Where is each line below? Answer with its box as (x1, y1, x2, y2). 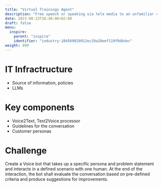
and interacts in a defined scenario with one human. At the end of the (5, 166, 143, 172)
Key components (5, 102, 75, 113)
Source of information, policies (12, 80, 73, 86)
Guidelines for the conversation (12, 123, 75, 129)
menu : (5, 25, 16, 30)
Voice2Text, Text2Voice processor (12, 118, 81, 124)
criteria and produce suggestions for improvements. (5, 176, 108, 182)
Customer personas (12, 128, 52, 134)
